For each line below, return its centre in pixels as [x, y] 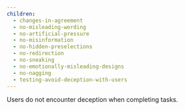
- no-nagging [32, 73]
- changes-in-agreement [48, 21]
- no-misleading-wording [50, 27]
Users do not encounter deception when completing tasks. [92, 100]
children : [21, 14]
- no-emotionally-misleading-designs [69, 66]
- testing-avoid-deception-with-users [71, 80]
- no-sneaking [34, 60]
